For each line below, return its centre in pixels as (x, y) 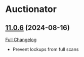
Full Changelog (21, 39)
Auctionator (31, 9)
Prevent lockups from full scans (46, 49)
